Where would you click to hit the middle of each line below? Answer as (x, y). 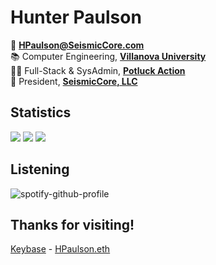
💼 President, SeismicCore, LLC (74, 81)
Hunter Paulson (76, 17)
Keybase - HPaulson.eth (60, 249)
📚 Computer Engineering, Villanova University (108, 56)
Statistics (41, 112)
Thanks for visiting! (72, 224)
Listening (40, 169)
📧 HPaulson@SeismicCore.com (77, 45)
